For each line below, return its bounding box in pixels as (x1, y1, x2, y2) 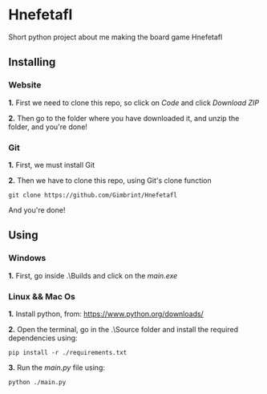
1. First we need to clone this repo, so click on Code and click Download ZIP (8, 98, 259, 108)
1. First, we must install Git (8, 160, 95, 169)
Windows (8, 253, 47, 264)
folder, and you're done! (8, 122, 88, 132)
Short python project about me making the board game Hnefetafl (8, 32, 223, 42)
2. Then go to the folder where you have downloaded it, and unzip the (8, 113, 240, 123)
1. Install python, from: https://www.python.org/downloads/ (8, 309, 204, 319)
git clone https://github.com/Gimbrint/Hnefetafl (8, 191, 178, 199)
